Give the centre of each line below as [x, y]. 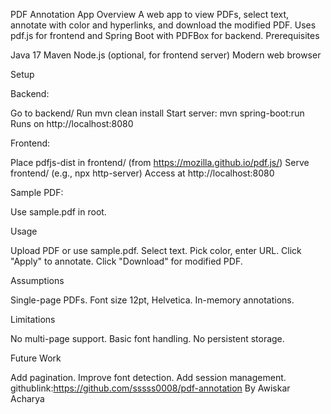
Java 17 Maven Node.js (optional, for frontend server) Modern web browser [166, 55]
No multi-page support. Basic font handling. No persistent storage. [147, 338]
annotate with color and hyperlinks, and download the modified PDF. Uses [163, 25]
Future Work [36, 358]
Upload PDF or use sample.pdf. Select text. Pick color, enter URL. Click [156, 250]
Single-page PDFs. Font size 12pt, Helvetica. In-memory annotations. [152, 300]
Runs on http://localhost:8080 [72, 123]
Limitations [33, 319]
